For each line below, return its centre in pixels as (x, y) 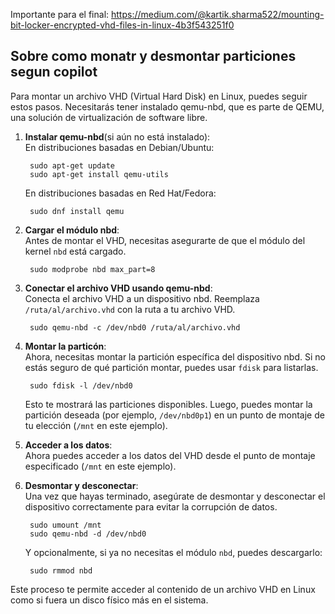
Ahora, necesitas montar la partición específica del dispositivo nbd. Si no (175, 356)
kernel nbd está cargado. (75, 251)
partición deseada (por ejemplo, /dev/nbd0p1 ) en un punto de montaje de (174, 415)
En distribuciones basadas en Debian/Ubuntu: (119, 147)
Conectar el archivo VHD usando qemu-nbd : (118, 288)
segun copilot (54, 72)
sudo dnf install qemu (77, 211)
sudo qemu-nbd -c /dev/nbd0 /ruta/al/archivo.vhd (135, 327)
